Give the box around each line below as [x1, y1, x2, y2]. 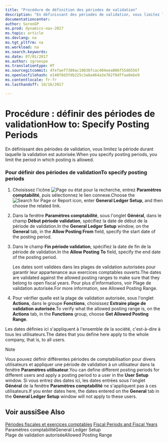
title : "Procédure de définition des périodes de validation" [5, 7, 137, 13]
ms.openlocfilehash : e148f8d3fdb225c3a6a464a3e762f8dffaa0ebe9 [5, 73, 140, 78]
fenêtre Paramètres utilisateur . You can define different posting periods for [5, 367, 160, 373]
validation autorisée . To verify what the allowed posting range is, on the [12, 306, 160, 312]
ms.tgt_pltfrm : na [5, 40, 43, 45]
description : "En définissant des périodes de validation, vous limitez [5, 12, 160, 17]
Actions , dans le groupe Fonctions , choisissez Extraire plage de [12, 300, 146, 306]
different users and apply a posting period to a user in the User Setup [5, 372, 149, 378]
